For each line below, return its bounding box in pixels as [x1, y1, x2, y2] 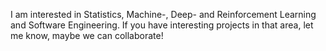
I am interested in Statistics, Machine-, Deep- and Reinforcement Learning [10, 9, 317, 20]
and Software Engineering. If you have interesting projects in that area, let [10, 19, 314, 31]
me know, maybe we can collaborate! [10, 30, 164, 41]
